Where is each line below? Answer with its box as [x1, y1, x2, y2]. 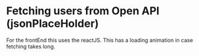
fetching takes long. [6, 43, 55, 50]
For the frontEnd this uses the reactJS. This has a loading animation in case [6, 36, 194, 43]
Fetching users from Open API [6, 4, 160, 18]
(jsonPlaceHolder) [6, 17, 99, 30]
